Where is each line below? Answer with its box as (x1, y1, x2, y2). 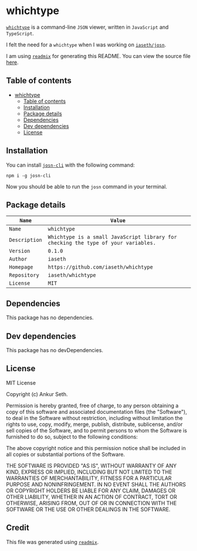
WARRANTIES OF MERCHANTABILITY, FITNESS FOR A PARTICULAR (6, 474, 172, 482)
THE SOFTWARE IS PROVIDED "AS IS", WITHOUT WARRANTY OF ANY (6, 462, 177, 469)
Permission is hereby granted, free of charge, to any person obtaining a (6, 402, 179, 409)
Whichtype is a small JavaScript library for (47, 234, 177, 241)
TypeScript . (6, 29, 34, 36)
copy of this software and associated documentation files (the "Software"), (6, 408, 188, 415)
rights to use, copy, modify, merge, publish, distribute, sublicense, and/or (6, 421, 183, 428)
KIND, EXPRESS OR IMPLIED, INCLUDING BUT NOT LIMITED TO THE (6, 468, 172, 475)
